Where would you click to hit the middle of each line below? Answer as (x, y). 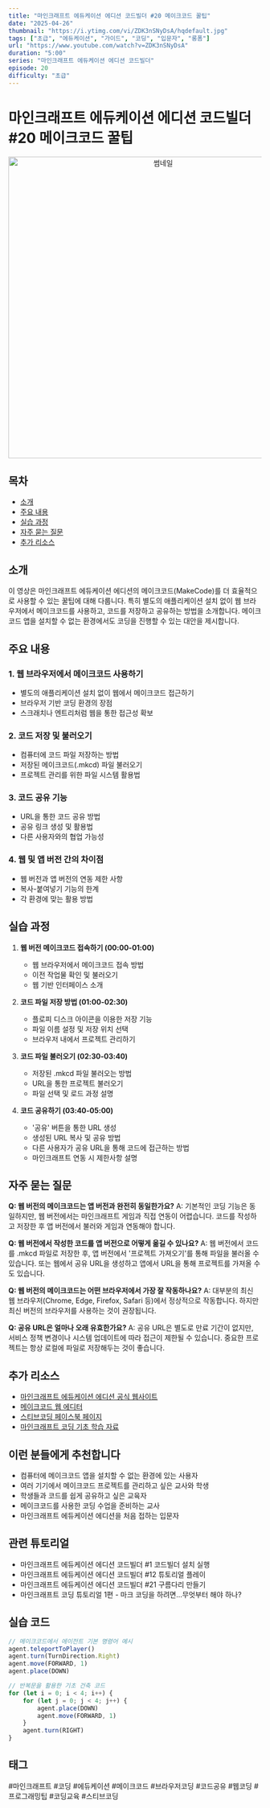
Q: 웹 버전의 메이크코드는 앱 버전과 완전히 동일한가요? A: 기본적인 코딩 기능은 (128, 1206)
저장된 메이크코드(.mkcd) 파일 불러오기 (81, 765)
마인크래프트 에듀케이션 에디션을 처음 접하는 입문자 (99, 1516)
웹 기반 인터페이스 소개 (67, 984)
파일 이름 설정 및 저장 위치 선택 (80, 1029)
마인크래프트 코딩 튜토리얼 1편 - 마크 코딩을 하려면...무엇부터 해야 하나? (131, 1594)
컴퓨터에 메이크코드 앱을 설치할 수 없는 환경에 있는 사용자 (109, 1476)
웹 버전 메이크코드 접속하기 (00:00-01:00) (87, 947)
